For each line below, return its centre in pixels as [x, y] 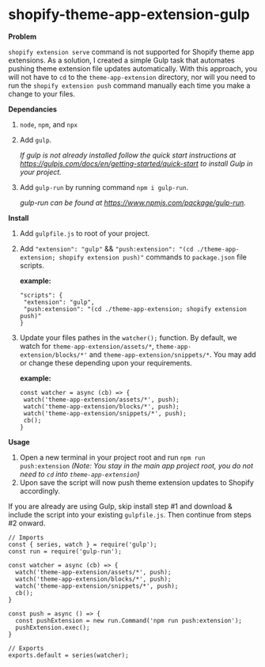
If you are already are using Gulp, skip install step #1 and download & [121, 506]
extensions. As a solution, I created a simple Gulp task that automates [121, 60]
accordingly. [40, 491]
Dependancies [33, 109]
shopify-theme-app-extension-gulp [129, 15]
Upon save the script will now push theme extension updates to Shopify [137, 482]
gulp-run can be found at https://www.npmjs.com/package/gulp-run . [133, 203]
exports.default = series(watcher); [68, 655]
